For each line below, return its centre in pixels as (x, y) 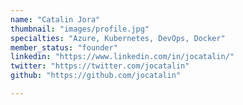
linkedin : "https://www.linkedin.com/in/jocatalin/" (122, 57)
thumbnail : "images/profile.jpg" (80, 29)
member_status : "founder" (64, 47)
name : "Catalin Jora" (55, 19)
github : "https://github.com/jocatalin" (96, 76)
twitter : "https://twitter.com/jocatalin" (100, 66)
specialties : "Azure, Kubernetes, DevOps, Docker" (118, 38)
